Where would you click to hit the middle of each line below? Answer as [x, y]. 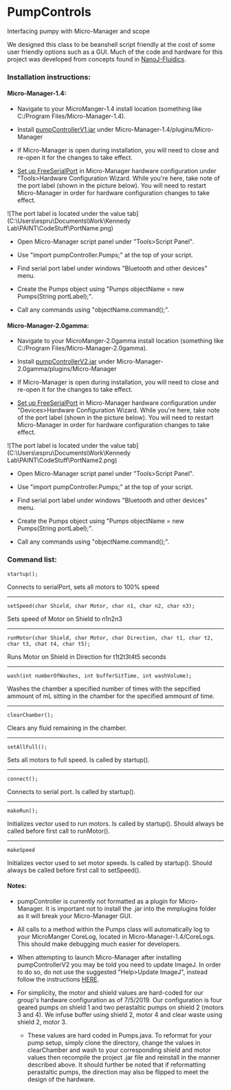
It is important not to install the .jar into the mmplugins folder [131, 909]
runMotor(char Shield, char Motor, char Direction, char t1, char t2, [110, 638]
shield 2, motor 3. [42, 1022]
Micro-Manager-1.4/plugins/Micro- [165, 130]
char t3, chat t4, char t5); [49, 644]
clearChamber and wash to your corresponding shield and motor [119, 1050]
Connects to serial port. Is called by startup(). [71, 791]
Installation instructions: [49, 77]
